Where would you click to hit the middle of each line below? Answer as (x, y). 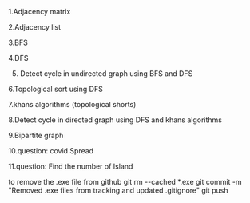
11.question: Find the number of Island (71, 166)
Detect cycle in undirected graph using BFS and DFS (106, 74)
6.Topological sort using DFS (56, 89)
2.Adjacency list (35, 27)
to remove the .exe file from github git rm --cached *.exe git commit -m (125, 182)
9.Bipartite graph (36, 135)
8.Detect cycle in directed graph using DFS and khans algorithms (115, 120)
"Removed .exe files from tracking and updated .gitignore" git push (119, 190)
